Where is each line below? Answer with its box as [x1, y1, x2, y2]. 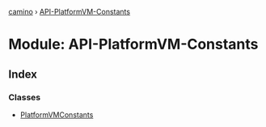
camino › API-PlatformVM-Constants [8, 7, 131, 16]
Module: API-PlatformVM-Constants [8, 36, 259, 53]
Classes [8, 91, 41, 103]
